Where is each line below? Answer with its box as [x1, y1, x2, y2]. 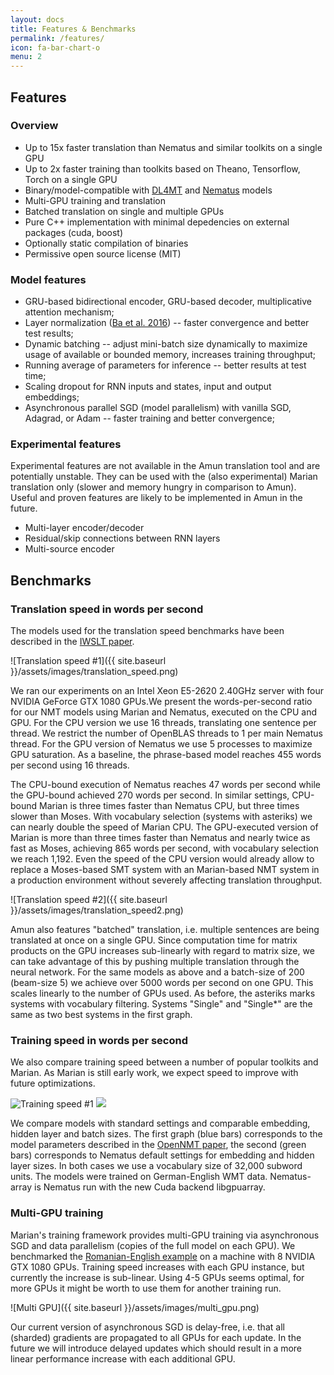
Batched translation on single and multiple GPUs [24, 205, 225, 217]
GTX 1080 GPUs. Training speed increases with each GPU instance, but [10, 1261, 305, 1273]
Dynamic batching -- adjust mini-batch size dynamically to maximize [24, 338, 308, 350]
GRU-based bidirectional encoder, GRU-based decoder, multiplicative [24, 296, 312, 308]
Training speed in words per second [10, 1034, 189, 1048]
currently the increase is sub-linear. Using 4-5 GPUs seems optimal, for [10, 1271, 305, 1283]
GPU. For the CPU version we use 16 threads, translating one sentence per [10, 717, 317, 729]
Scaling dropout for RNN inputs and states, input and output [24, 381, 272, 393]
